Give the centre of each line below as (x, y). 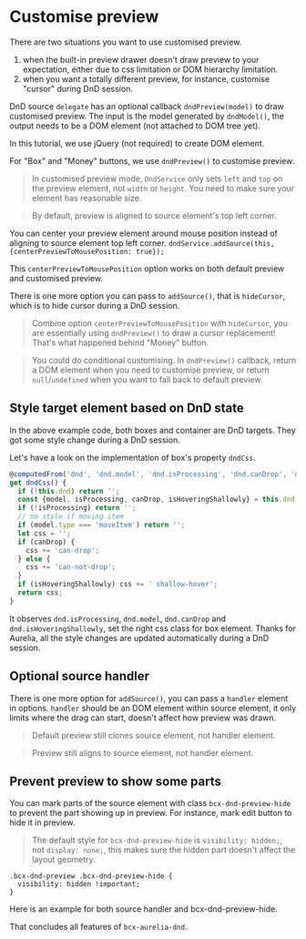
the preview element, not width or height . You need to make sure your (163, 188)
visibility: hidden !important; (79, 884)
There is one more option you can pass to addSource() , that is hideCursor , (148, 296)
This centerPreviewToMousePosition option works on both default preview (147, 268)
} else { (34, 559)
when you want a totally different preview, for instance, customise (146, 78)
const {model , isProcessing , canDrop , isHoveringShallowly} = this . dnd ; (158, 500)
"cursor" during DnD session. (78, 88)
